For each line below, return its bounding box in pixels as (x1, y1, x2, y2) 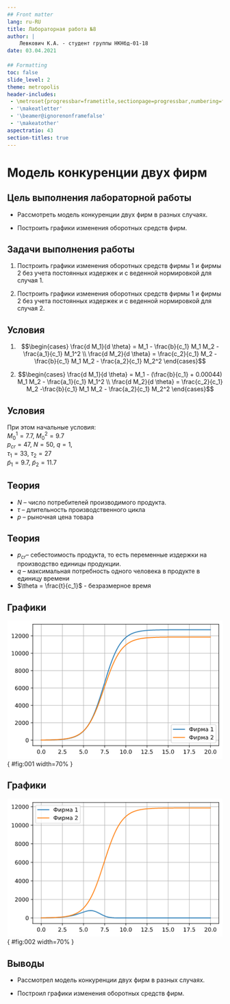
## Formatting (7, 62, 48, 69)
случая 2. (16, 304, 45, 313)
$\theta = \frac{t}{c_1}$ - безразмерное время (16, 581, 152, 590)
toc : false (7, 69, 38, 76)
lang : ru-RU (7, 18, 41, 25)
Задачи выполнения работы (7, 243, 135, 255)
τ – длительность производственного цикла (16, 505, 146, 513)
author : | (7, 33, 36, 40)
